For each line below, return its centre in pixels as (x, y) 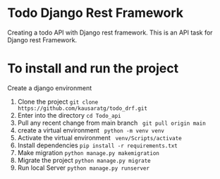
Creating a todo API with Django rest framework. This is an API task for (110, 32)
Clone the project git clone (58, 101)
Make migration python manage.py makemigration (88, 152)
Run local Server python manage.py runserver (84, 168)
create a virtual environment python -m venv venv (91, 130)
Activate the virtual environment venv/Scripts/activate (99, 137)
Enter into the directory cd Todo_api (69, 115)
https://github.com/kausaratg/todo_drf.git (82, 108)
